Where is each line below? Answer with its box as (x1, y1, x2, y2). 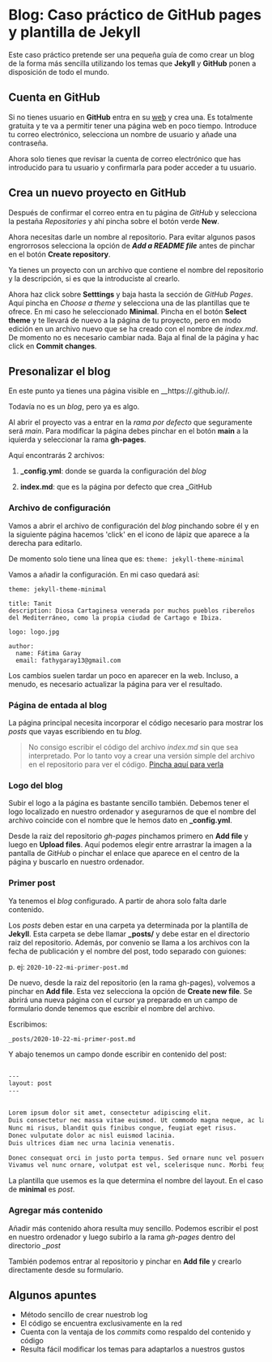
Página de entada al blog (8, 699, 108, 711)
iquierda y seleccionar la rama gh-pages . (8, 435, 147, 444)
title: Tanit (8, 599, 53, 607)
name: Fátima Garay (15, 649, 82, 657)
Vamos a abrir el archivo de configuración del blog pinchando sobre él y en (8, 521, 259, 530)
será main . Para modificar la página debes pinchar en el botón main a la (8, 426, 249, 436)
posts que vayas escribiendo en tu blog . (8, 726, 142, 736)
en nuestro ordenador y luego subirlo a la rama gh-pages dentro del (8, 1232, 236, 1242)
